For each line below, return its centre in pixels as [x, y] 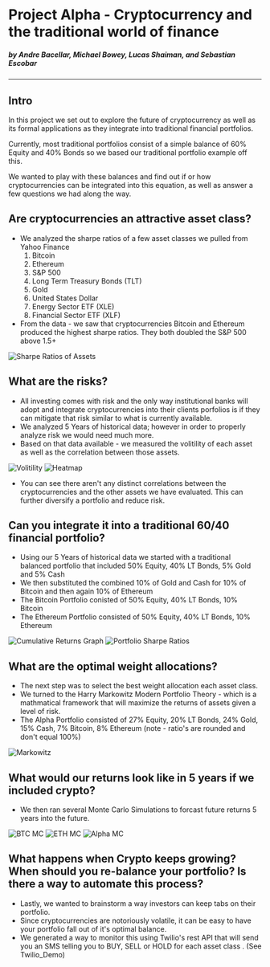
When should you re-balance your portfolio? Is [127, 872]
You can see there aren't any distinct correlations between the [123, 483]
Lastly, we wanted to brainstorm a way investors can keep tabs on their [138, 903]
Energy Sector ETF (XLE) [73, 306]
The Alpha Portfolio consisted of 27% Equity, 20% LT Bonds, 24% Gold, [139, 720]
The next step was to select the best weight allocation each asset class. [139, 686]
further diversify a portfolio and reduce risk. [92, 500]
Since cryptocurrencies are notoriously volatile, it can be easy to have [135, 920]
